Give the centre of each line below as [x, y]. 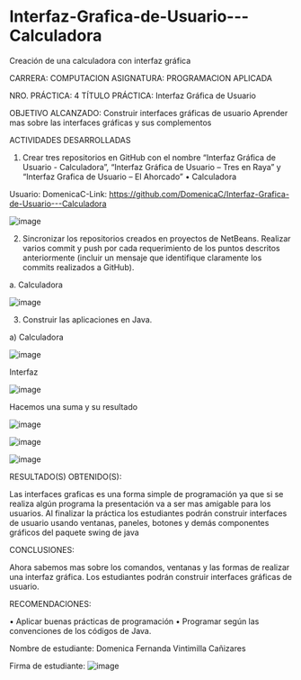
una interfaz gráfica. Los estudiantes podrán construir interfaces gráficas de [151, 576]
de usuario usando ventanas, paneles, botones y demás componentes [139, 522]
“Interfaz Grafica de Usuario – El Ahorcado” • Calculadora [129, 177]
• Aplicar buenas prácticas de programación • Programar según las [134, 621]
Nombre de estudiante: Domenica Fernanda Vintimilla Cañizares [128, 648]
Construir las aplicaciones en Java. [87, 319]
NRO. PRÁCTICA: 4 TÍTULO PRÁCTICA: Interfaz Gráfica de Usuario [133, 95]
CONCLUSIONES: [42, 549]
